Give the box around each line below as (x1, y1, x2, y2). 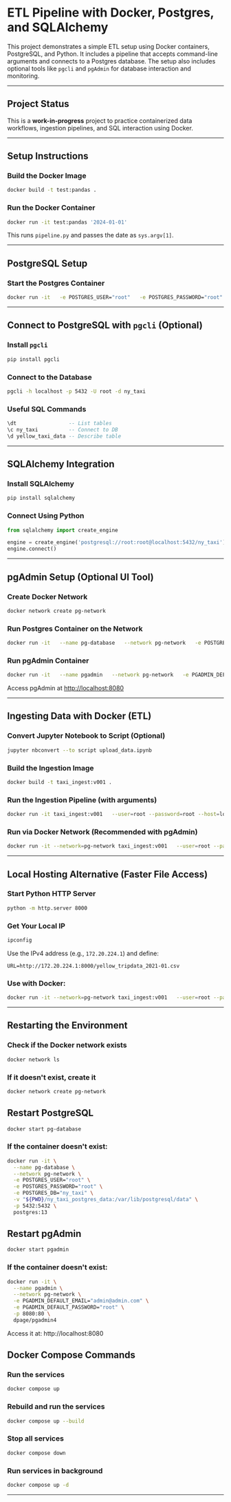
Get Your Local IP (7, 921, 65, 930)
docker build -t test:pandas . (7, 186, 97, 194)
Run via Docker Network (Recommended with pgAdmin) (7, 827, 198, 837)
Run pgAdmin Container (7, 656, 89, 665)
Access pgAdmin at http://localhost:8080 (7, 684, 124, 692)
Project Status (7, 98, 70, 110)
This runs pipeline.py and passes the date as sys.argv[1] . (7, 231, 174, 240)
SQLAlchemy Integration (7, 458, 115, 470)
